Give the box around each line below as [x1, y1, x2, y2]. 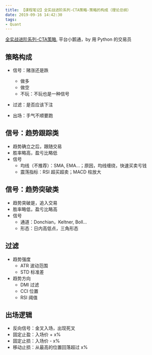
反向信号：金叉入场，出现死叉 [12, 325, 75, 332]
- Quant [5, 21, 22, 27]
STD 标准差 [20, 269, 44, 275]
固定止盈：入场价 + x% [12, 332, 61, 338]
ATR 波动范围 [20, 262, 48, 268]
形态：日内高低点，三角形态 [20, 225, 79, 231]
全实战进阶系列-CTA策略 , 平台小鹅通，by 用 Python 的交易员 [5, 36, 132, 42]
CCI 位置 [20, 288, 39, 294]
